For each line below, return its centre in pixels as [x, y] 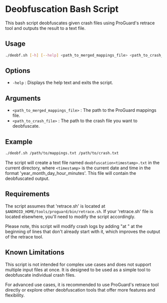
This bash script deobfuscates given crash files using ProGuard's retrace [80, 23]
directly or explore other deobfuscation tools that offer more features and [80, 290]
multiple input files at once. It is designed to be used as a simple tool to [78, 270]
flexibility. [15, 295]
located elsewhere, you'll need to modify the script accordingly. [70, 217]
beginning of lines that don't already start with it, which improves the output [83, 231]
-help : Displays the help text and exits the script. [63, 82]
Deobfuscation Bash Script [62, 9]
